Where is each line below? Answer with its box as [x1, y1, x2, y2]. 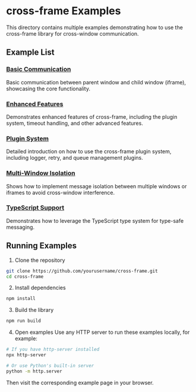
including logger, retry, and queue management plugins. [6, 154, 144, 162]
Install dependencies [14, 284, 67, 292]
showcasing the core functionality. [6, 85, 91, 92]
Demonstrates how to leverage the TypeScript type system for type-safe [6, 217, 184, 224]
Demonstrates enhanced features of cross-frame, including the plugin [6, 113, 178, 120]
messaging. [6, 223, 34, 230]
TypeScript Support [6, 204, 65, 212]
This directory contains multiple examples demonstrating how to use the [6, 24, 183, 31]
